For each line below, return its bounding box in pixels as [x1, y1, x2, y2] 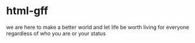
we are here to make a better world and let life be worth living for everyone [6, 24, 189, 31]
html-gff [6, 4, 49, 18]
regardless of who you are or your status [6, 29, 106, 37]
